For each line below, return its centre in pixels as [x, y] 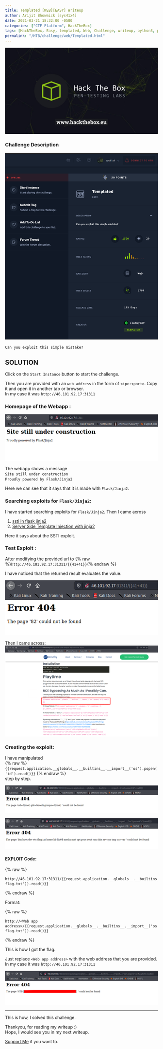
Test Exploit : [21, 548]
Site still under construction [37, 474]
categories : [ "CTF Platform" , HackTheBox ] [49, 26]
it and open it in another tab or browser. [44, 389]
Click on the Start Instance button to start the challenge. [62, 374]
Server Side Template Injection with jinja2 [53, 526]
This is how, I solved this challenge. [41, 1017]
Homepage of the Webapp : [38, 406]
